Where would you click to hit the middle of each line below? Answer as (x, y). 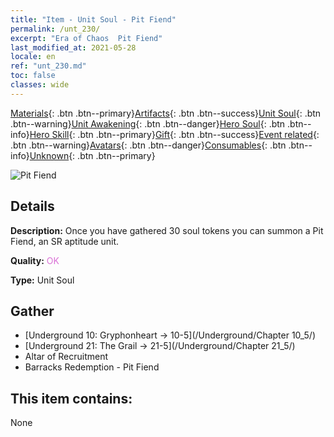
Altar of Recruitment (66, 357)
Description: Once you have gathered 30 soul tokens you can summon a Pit (167, 230)
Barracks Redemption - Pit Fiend (92, 367)
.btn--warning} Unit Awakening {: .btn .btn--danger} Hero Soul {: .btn (148, 123)
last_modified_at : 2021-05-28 (73, 47)
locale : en (33, 57)
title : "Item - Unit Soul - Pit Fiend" (93, 19)
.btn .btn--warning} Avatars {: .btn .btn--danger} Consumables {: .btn (148, 145)
